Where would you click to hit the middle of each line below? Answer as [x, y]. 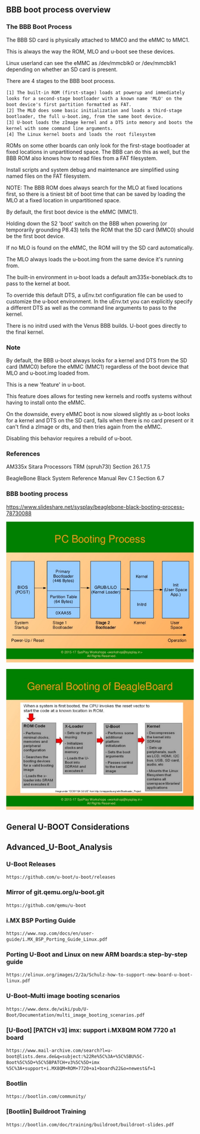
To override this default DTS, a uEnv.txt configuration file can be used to [95, 295]
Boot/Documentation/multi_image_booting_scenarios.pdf [76, 1015]
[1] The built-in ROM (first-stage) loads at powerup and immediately [96, 93]
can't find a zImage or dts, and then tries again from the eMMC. [84, 427]
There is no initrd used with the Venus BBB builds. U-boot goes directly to [97, 325]
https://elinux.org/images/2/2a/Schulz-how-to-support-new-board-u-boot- [100, 975]
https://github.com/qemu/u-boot [46, 905]
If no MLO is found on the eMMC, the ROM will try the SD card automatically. [100, 248]
